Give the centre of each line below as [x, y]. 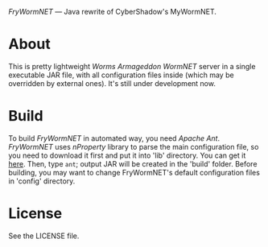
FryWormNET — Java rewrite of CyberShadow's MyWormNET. [113, 12]
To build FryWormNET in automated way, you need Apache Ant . [114, 138]
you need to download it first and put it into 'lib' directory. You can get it [127, 155]
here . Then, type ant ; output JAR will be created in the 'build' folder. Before [133, 163]
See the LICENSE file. [44, 236]
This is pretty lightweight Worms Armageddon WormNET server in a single [132, 66]
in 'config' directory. [42, 181]
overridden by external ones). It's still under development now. [112, 83]
